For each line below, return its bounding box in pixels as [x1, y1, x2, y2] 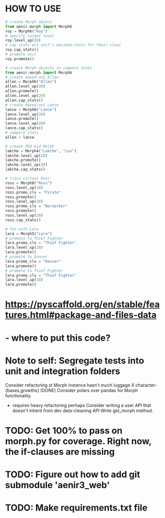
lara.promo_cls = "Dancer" [5, 259, 61, 264]
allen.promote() [5, 89, 39, 94]
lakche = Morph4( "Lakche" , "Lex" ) [5, 148, 77, 153]
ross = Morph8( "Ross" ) [5, 180, 52, 186]
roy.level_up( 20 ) [5, 38, 41, 43]
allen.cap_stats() [5, 98, 43, 103]
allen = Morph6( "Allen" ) [5, 79, 57, 85]
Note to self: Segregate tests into [5, 355, 144, 366]
